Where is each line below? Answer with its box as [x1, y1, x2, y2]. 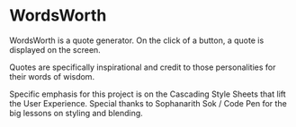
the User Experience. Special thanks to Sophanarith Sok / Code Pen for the [9, 97, 288, 108]
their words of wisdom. [9, 71, 95, 81]
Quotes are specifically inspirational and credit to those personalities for [9, 62, 276, 72]
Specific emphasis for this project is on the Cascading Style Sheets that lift [9, 89, 286, 99]
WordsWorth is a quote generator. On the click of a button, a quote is [9, 35, 265, 46]
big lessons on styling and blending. [9, 107, 144, 118]
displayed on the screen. [9, 44, 101, 55]
